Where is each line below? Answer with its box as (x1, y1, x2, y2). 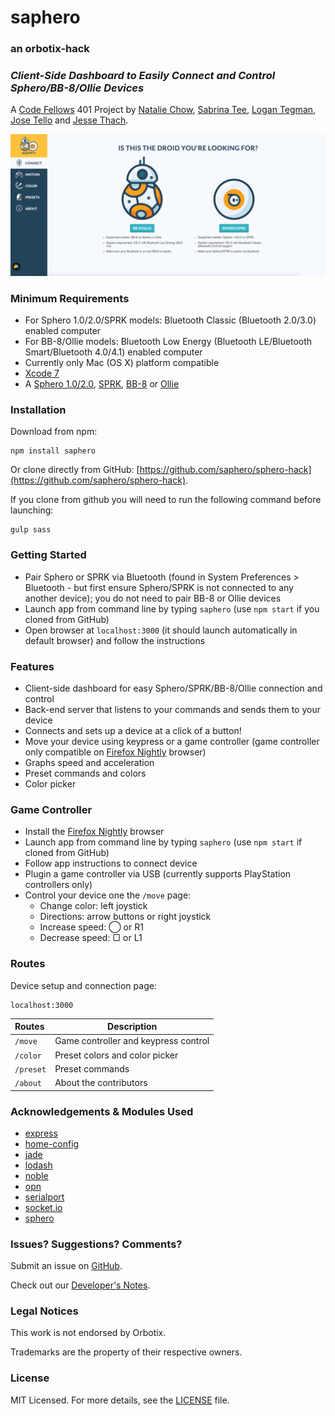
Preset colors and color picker (54, 1049, 179, 1061)
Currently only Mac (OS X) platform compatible (24, 357, 220, 369)
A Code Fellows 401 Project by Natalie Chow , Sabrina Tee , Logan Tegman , (10, 104, 317, 116)
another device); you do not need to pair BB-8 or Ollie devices (24, 592, 282, 604)
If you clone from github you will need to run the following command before (10, 494, 322, 506)
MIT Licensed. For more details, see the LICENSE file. (10, 1394, 230, 1406)
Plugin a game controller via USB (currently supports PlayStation (24, 868, 292, 880)
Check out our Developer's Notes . (10, 1279, 151, 1291)
